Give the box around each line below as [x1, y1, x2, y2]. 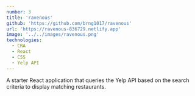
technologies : [6, 37, 43, 43]
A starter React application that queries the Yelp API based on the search [6, 77, 190, 84]
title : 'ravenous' [6, 15, 53, 21]
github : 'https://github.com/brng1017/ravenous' [6, 20, 132, 26]
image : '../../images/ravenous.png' [6, 32, 99, 38]
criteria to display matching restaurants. [6, 83, 107, 90]
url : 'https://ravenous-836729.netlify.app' [6, 26, 121, 32]
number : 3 [6, 9, 32, 15]
